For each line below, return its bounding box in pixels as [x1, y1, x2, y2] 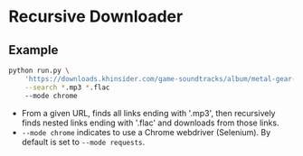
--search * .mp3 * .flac [24, 83, 110, 92]
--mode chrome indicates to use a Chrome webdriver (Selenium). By [21, 126, 271, 137]
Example [8, 42, 59, 58]
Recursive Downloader [8, 6, 184, 27]
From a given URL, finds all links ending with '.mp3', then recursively [21, 107, 276, 118]
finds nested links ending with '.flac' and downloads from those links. [21, 117, 279, 128]
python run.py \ [8, 66, 70, 75]
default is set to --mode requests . [21, 136, 146, 147]
